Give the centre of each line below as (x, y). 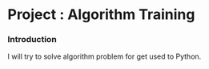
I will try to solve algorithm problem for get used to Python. (104, 56)
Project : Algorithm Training (101, 15)
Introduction (32, 40)
